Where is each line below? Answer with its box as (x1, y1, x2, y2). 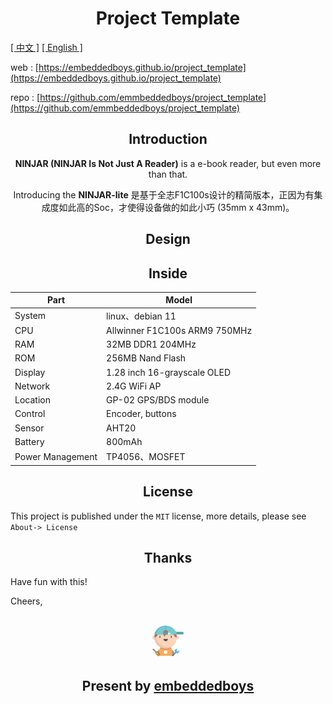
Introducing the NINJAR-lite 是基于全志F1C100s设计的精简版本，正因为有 (13, 188, 315, 201)
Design (145, 231, 191, 248)
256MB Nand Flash (106, 352, 187, 364)
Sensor (14, 422, 45, 434)
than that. (148, 168, 188, 180)
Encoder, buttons (106, 408, 177, 420)
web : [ (10, 61, 39, 73)
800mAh (106, 435, 143, 447)
